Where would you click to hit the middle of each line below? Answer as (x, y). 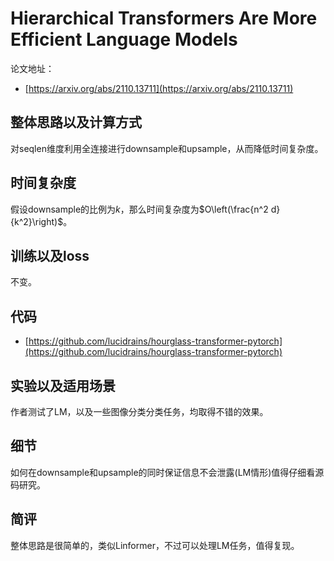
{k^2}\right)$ (37, 221)
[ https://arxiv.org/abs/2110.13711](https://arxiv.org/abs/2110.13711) (159, 88)
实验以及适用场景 (63, 385)
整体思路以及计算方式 (76, 122)
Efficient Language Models (124, 39)
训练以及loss (50, 255)
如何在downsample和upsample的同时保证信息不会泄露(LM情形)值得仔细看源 (167, 472)
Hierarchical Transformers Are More (164, 18)
